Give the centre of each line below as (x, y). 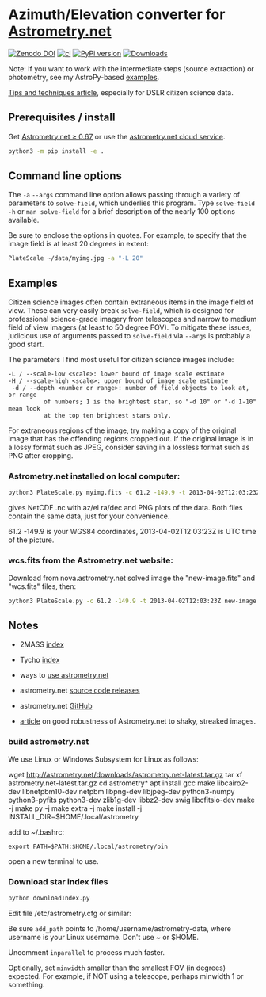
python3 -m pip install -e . (56, 151)
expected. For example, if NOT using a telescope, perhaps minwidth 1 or (126, 976)
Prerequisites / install (62, 118)
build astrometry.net (49, 742)
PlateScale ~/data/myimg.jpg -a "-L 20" (76, 258)
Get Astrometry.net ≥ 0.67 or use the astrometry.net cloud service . (117, 136)
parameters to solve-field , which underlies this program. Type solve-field (132, 203)
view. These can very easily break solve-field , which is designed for (121, 311)
